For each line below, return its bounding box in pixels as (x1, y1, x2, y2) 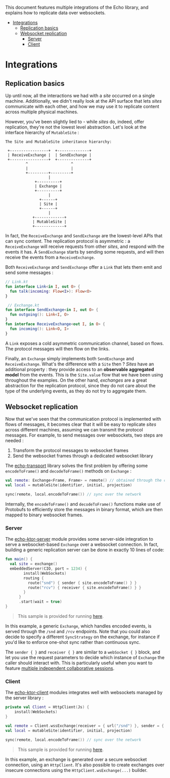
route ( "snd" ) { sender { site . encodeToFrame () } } (27, 580, 137, 585)
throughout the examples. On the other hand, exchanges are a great (5, 377, 147, 383)
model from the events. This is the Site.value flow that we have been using (5, 371, 163, 378)
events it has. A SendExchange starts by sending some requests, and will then (5, 249, 164, 255)
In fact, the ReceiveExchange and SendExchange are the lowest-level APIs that (5, 233, 163, 238)
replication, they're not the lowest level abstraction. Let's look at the (5, 124, 147, 130)
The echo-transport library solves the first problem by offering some (5, 462, 148, 469)
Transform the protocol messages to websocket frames (12, 447, 129, 454)
